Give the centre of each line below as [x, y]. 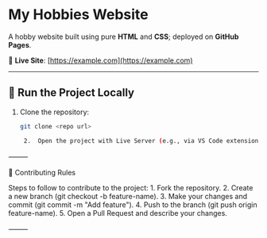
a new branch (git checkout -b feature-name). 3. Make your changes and [128, 196]
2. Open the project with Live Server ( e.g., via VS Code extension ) [143, 140]
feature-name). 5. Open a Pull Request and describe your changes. [118, 213]
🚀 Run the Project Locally [72, 93]
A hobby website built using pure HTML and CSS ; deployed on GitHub [124, 36]
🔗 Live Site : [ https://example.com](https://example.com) [101, 60]
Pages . [20, 44]
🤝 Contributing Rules [42, 172]
